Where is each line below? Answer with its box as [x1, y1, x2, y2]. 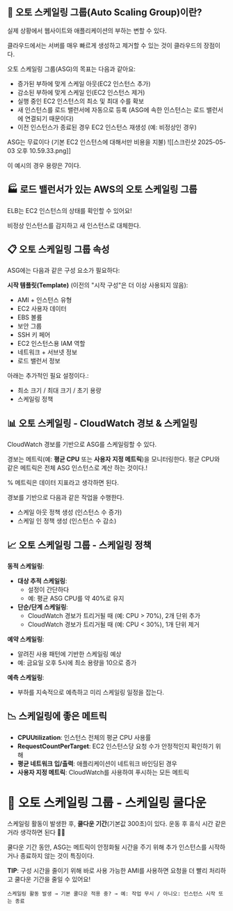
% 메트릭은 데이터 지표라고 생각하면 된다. [7, 479, 120, 487]
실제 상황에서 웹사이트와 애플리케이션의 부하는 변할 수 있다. [7, 26, 167, 35]
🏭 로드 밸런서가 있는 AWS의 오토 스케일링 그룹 [7, 184, 198, 196]
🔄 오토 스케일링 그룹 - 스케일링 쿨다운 [7, 795, 207, 811]
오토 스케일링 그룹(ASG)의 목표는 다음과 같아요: [7, 65, 136, 73]
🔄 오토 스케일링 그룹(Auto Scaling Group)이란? [7, 6, 202, 19]
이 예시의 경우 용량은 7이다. [7, 161, 81, 169]
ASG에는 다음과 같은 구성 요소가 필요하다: [7, 267, 120, 275]
